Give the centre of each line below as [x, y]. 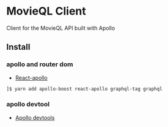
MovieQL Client [46, 11]
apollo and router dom [40, 64]
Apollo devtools [35, 117]
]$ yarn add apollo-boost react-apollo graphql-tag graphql [85, 89]
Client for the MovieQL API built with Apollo [61, 28]
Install [18, 47]
